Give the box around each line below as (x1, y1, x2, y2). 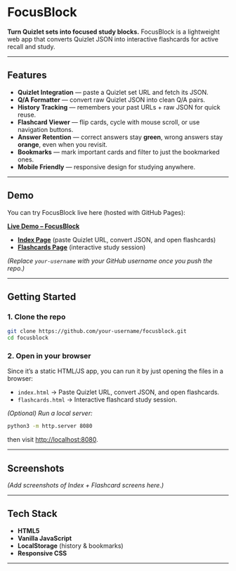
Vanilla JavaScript (17, 534, 72, 542)
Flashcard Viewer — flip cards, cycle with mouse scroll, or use (17, 117, 200, 126)
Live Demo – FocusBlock (7, 222, 80, 230)
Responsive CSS (17, 549, 67, 557)
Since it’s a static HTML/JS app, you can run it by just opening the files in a (7, 367, 223, 376)
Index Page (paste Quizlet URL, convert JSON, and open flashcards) (17, 235, 216, 244)
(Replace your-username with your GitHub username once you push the (7, 256, 213, 265)
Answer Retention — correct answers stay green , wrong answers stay (17, 133, 223, 141)
